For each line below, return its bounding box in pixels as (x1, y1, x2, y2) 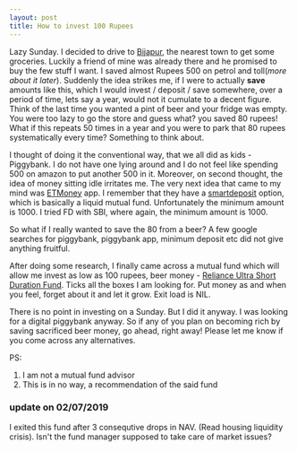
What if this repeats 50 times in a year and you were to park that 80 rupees (9, 122, 286, 133)
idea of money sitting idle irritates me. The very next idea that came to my (9, 178, 282, 188)
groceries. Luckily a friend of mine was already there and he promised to (9, 56, 277, 66)
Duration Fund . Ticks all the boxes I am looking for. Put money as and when (9, 279, 287, 290)
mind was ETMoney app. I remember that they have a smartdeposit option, (9, 187, 284, 198)
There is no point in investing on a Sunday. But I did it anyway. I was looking (9, 306, 289, 317)
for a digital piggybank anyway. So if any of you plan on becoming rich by (9, 316, 281, 326)
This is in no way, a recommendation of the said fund (21, 378, 218, 390)
